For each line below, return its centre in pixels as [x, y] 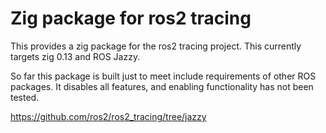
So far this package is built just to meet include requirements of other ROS [163, 76]
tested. [25, 97]
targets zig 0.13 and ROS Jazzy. [75, 56]
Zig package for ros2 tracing [131, 18]
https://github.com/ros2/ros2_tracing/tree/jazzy [108, 116]
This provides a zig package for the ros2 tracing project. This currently [156, 46]
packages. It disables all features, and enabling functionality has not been [162, 86]
